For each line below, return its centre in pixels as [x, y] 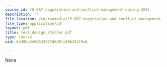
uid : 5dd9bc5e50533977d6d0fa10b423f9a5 [46, 42]
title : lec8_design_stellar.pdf [39, 33]
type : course [19, 37]
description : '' [22, 14]
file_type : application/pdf [34, 23]
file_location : [21, 19]
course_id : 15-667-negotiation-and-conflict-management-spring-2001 [78, 10]
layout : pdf [17, 28]
